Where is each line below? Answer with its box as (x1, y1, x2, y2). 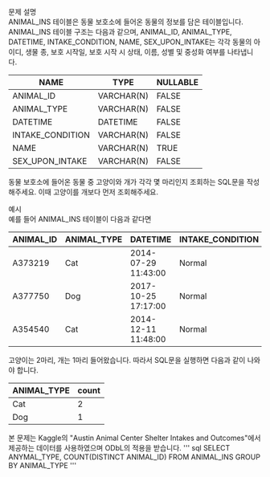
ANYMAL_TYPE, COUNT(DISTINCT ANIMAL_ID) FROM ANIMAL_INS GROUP (8, 452, 261, 462)
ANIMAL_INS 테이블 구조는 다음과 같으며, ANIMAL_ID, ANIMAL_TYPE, (8, 27, 232, 36)
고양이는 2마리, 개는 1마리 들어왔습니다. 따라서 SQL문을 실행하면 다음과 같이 (8, 356, 246, 365)
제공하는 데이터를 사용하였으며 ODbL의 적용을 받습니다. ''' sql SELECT (8, 443, 231, 452)
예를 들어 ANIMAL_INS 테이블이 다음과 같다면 (8, 214, 152, 223)
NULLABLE (156, 77, 199, 88)
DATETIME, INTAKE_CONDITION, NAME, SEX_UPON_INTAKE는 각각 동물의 (8, 37, 252, 47)
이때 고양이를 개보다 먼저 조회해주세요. (38, 187, 159, 197)
